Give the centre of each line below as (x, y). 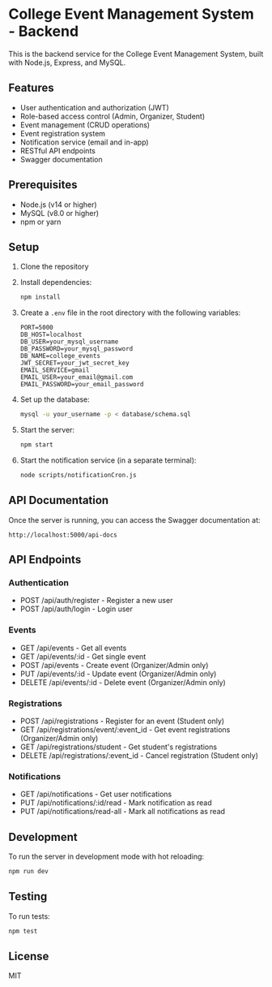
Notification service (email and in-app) (84, 142)
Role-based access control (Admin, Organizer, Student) (113, 116)
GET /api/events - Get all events (73, 648)
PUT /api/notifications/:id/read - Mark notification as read (116, 803)
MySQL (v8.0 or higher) (59, 213)
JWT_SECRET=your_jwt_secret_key (74, 363)
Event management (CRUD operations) (85, 125)
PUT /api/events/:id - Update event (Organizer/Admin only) (118, 674)
